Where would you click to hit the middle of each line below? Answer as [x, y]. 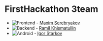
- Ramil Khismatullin [56, 28]
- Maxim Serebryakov [58, 23]
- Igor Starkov [48, 33]
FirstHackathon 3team [51, 9]
